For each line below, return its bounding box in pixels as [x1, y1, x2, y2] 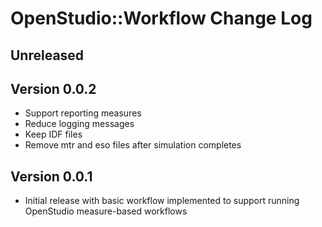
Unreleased [10, 47, 85, 64]
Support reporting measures [24, 107, 142, 119]
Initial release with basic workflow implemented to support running [24, 195, 300, 207]
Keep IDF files [24, 128, 83, 141]
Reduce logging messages [24, 118, 135, 130]
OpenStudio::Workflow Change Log [10, 7, 313, 30]
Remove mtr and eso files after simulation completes [24, 139, 242, 151]
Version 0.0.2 [10, 80, 97, 97]
